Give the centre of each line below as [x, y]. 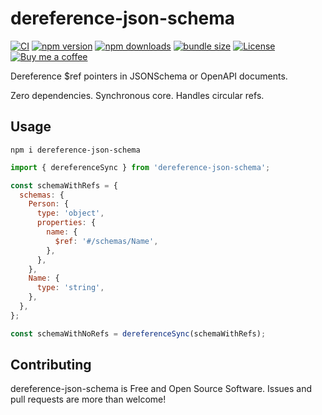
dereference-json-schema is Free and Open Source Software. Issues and [161, 389]
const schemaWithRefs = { [64, 185]
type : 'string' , [70, 288]
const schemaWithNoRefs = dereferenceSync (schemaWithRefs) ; [138, 333]
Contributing [51, 365]
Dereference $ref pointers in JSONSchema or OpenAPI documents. [149, 76]
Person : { [49, 204]
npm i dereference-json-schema [75, 150]
